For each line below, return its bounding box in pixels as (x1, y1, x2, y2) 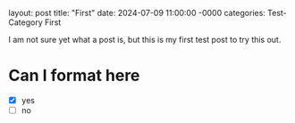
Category (8, 17, 44, 28)
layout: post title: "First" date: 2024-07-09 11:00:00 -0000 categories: (8, 8, 265, 18)
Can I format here (8, 66, 140, 86)
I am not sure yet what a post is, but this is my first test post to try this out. (8, 35, 282, 45)
